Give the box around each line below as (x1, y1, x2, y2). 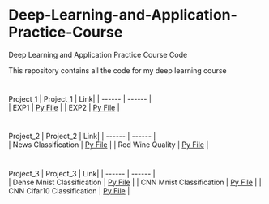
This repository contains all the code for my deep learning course (8, 65, 227, 75)
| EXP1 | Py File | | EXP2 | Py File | (8, 103, 120, 113)
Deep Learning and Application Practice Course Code (8, 50, 188, 59)
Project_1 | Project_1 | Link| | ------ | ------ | (8, 94, 152, 104)
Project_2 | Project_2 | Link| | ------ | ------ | (8, 132, 156, 141)
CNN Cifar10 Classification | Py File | (8, 185, 130, 196)
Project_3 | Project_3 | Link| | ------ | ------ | (8, 168, 156, 178)
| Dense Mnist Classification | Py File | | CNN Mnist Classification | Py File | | (8, 177, 262, 187)
